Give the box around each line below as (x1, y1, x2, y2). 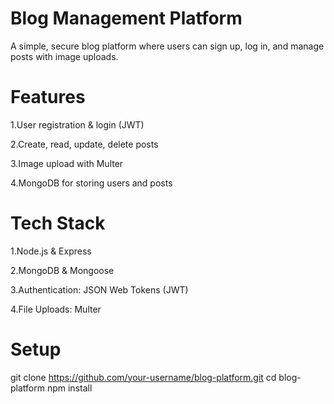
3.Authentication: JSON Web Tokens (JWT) (10, 283, 189, 296)
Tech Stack (10, 212, 106, 235)
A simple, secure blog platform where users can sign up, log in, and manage (10, 40, 325, 52)
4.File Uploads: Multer (10, 303, 102, 315)
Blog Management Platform (10, 7, 243, 30)
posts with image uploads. (10, 50, 119, 62)
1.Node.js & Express (10, 245, 92, 257)
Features (10, 86, 86, 109)
